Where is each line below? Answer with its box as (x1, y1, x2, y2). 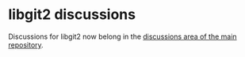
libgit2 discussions (8, 6, 136, 24)
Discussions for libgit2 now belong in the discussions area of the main (8, 32, 237, 41)
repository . (8, 40, 44, 49)
